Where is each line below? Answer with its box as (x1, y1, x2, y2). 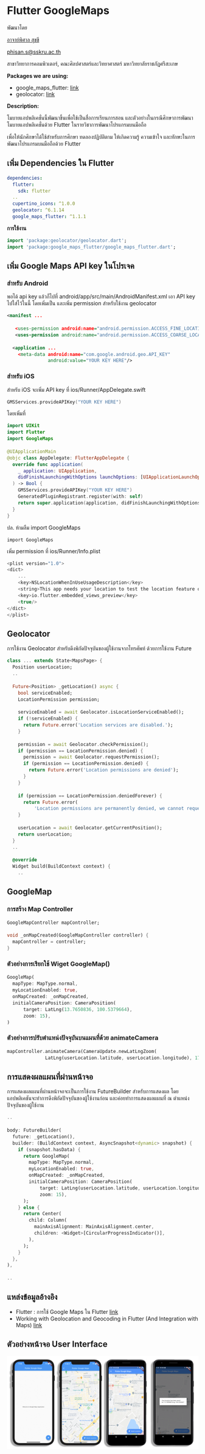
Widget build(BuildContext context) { (12, 864, 111, 870)
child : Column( (29, 1217, 68, 1224)
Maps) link (15, 1321, 43, 1328)
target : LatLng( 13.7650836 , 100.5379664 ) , (23, 1006, 133, 1012)
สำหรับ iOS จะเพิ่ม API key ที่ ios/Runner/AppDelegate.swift (7, 386, 146, 393)
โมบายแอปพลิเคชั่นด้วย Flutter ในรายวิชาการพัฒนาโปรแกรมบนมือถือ (7, 121, 147, 128)
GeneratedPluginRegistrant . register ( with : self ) (18, 494, 144, 500)
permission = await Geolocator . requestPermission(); (23, 754, 160, 761)
